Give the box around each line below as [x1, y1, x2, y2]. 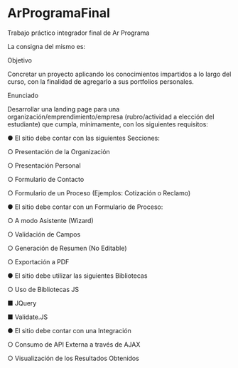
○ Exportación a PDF [7, 257, 70, 266]
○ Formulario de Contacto [7, 175, 85, 183]
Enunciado [7, 91, 39, 99]
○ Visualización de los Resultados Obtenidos [7, 354, 140, 362]
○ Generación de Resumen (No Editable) [7, 244, 127, 252]
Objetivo [7, 55, 32, 65]
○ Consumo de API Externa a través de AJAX [7, 340, 141, 349]
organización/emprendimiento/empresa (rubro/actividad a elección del [7, 112, 215, 121]
